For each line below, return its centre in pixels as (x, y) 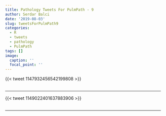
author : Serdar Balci (27, 14)
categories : (17, 28)
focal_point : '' (26, 65)
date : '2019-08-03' (25, 19)
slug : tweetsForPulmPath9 (32, 23)
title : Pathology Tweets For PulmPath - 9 (49, 10)
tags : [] (14, 51)
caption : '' (22, 60)
